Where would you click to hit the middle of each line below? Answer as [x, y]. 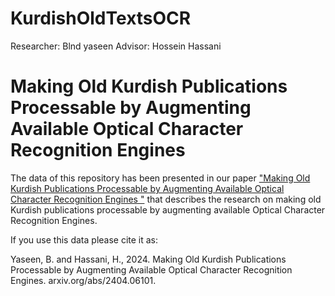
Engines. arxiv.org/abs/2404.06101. [83, 280]
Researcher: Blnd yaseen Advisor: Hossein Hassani [116, 46]
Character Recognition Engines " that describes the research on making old [166, 199]
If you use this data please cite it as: [84, 239]
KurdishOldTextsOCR [101, 18]
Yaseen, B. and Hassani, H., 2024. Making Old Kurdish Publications [148, 259]
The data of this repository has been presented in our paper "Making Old [160, 178]
